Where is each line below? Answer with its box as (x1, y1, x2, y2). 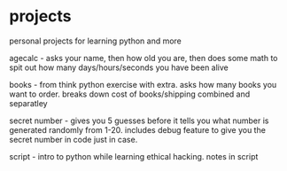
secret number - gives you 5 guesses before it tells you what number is (9, 115, 269, 126)
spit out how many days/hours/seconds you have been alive (9, 62, 229, 73)
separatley (9, 97, 48, 108)
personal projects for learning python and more (9, 35, 182, 46)
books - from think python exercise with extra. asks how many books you (9, 79, 277, 89)
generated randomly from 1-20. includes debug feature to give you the (9, 124, 266, 135)
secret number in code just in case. (9, 134, 138, 144)
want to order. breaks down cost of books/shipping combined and (9, 89, 251, 99)
